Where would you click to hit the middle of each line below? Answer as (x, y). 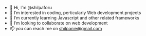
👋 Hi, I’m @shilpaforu (31, 8)
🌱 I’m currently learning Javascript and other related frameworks (74, 18)
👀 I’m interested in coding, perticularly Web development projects (75, 13)
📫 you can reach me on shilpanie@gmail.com (56, 28)
